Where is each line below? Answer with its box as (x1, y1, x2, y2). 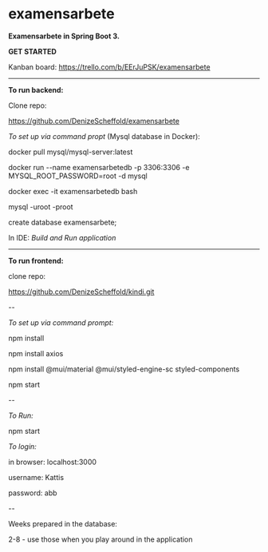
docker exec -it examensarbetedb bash (8, 186, 138, 196)
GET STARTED (8, 46, 57, 56)
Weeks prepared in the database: (8, 518, 118, 528)
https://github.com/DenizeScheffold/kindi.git (8, 287, 155, 296)
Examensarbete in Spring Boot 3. (8, 31, 120, 41)
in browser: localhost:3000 (8, 457, 97, 467)
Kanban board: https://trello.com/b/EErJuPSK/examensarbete (8, 62, 211, 72)
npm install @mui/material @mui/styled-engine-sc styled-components (8, 364, 240, 374)
